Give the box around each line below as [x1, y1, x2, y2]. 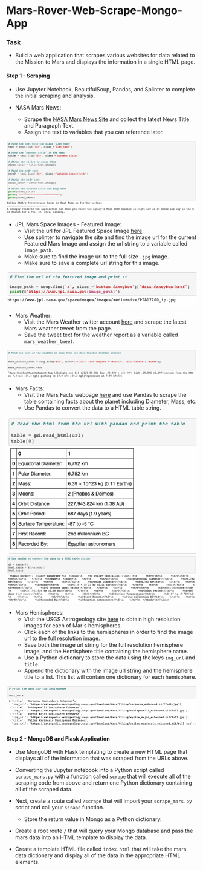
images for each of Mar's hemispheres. [24, 622, 122, 629]
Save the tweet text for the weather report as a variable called [24, 331, 178, 338]
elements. [14, 859, 40, 866]
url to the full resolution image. [24, 635, 101, 642]
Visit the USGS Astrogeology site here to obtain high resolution [24, 615, 181, 623]
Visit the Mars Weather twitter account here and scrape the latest [24, 318, 187, 325]
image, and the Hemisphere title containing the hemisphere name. [24, 648, 188, 655]
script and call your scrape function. [14, 804, 105, 811]
